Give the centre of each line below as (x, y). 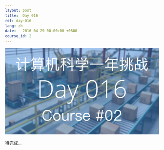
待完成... (13, 143)
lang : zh (14, 26)
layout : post (18, 10)
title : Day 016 (21, 15)
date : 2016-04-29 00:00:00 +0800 (41, 31)
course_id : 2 (18, 36)
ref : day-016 (18, 21)
